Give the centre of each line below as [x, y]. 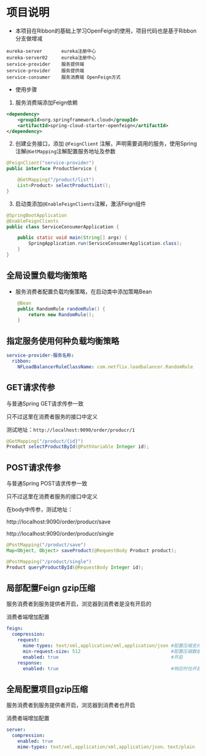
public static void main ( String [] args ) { [72, 238]
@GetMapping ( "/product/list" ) [56, 180]
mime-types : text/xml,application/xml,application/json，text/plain [106, 747]
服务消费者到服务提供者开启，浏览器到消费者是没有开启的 [79, 604]
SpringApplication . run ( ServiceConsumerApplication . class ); [105, 244]
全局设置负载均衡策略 [47, 276]
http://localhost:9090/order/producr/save [59, 522]
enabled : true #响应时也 [107, 669]
